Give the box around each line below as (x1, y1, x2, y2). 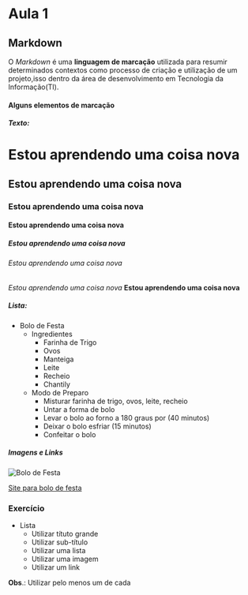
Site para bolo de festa (8, 483, 82, 492)
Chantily (43, 380, 71, 389)
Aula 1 (8, 5, 49, 23)
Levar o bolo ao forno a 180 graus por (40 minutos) (43, 413, 210, 422)
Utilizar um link (31, 563, 81, 572)
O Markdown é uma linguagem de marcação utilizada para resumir (8, 57, 227, 66)
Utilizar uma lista (31, 546, 86, 556)
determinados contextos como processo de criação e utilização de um (8, 65, 239, 75)
